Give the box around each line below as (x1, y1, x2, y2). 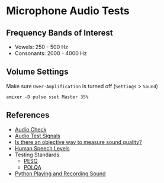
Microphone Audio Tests (6, 4, 130, 18)
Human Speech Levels (14, 145, 70, 152)
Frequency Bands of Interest (6, 28, 114, 38)
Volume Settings (6, 67, 69, 77)
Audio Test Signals (14, 132, 60, 139)
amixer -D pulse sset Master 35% (6, 94, 89, 100)
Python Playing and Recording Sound (14, 170, 106, 177)
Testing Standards (14, 151, 60, 158)
